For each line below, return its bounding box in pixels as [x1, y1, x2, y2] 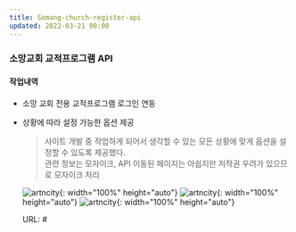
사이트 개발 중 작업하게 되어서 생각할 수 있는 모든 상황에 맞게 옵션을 [44, 136, 278, 146]
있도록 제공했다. [70, 146, 127, 157]
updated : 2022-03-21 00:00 [9, 21, 110, 30]
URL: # [21, 213, 47, 224]
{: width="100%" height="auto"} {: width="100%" [59, 186, 279, 197]
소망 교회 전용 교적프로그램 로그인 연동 [21, 97, 156, 108]
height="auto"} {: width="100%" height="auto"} [21, 196, 235, 207]
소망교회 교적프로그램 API [9, 53, 113, 65]
